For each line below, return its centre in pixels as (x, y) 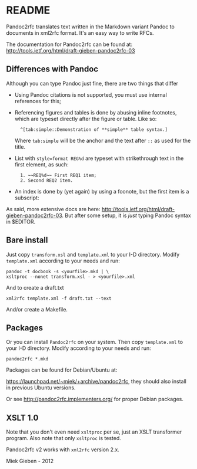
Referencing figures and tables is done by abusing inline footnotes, (96, 112)
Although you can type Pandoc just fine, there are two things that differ (92, 83)
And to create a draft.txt (35, 287)
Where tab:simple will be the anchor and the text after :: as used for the (103, 140)
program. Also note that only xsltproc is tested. (64, 438)
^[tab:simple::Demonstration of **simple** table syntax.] (94, 129)
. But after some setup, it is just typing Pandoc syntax (126, 215)
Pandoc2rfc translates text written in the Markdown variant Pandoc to (90, 27)
